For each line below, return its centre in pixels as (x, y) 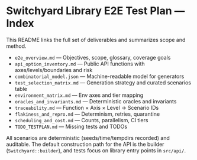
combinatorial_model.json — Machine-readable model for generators (99, 76)
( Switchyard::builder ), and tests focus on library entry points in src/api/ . (96, 150)
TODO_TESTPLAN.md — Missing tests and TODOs (71, 126)
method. (16, 46)
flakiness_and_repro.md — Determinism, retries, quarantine (87, 114)
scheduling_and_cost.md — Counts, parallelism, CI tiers (81, 120)
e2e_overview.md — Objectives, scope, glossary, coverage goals (93, 57)
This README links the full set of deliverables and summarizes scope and (96, 40)
